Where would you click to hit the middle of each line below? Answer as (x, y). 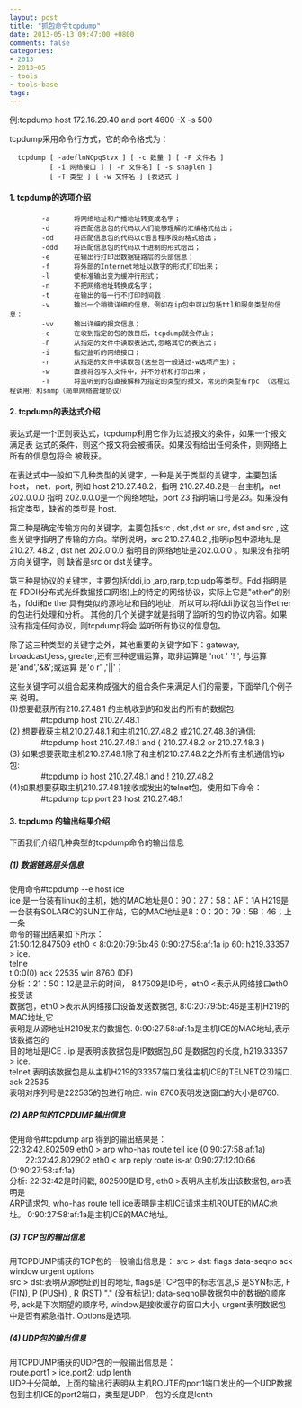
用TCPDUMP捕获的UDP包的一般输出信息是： (93, 1362)
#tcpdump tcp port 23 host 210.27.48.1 (111, 798)
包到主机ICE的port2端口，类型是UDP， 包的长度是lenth (111, 1394)
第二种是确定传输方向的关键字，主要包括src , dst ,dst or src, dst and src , (144, 528)
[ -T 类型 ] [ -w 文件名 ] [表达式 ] (114, 176)
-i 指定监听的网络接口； (91, 352)
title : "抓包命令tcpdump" (55, 26)
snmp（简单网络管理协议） (84, 391)
